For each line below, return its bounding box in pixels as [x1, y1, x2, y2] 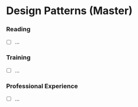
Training [6, 53, 31, 62]
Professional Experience [6, 82, 78, 90]
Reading [6, 25, 31, 34]
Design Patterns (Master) [6, 4, 133, 18]
